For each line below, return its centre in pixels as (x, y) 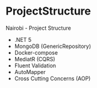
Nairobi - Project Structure (39, 28)
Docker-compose (36, 52)
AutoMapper (30, 72)
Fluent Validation (35, 66)
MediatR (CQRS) (35, 59)
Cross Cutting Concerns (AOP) (52, 78)
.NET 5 (23, 39)
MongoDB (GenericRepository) (53, 46)
